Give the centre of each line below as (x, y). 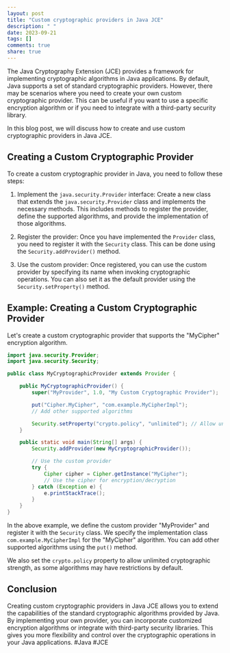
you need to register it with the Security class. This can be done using (116, 244)
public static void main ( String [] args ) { (81, 442)
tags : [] (20, 39)
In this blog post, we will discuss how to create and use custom (97, 128)
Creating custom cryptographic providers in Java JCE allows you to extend (113, 606)
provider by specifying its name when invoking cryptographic (103, 272)
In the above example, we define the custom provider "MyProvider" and (108, 525)
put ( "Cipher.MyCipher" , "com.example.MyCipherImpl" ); (110, 405)
